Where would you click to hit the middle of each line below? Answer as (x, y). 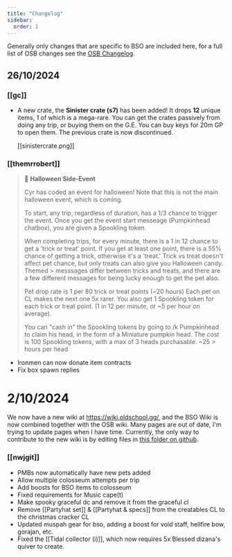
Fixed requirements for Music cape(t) (70, 495)
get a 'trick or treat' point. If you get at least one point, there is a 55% (123, 249)
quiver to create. (41, 546)
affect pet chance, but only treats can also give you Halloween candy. (124, 264)
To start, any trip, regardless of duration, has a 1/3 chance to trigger (121, 213)
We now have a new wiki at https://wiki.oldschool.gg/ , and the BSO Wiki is (113, 418)
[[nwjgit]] (24, 457)
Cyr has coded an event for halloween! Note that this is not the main (121, 192)
